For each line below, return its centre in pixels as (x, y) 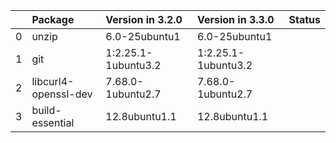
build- (46, 110)
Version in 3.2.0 (144, 19)
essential (53, 122)
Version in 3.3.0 (235, 19)
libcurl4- (53, 81)
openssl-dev (62, 94)
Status (304, 19)
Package (53, 19)
